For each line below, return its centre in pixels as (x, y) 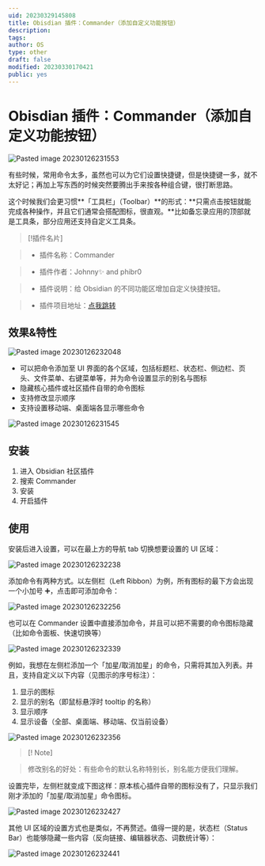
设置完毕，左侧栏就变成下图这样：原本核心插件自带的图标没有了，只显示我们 (133, 786)
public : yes (28, 74)
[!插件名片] (45, 237)
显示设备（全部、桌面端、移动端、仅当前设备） (96, 722)
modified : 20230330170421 (51, 67)
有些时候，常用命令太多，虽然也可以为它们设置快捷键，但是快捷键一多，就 (129, 174)
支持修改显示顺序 (47, 398)
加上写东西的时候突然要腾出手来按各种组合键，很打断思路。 (140, 184)
